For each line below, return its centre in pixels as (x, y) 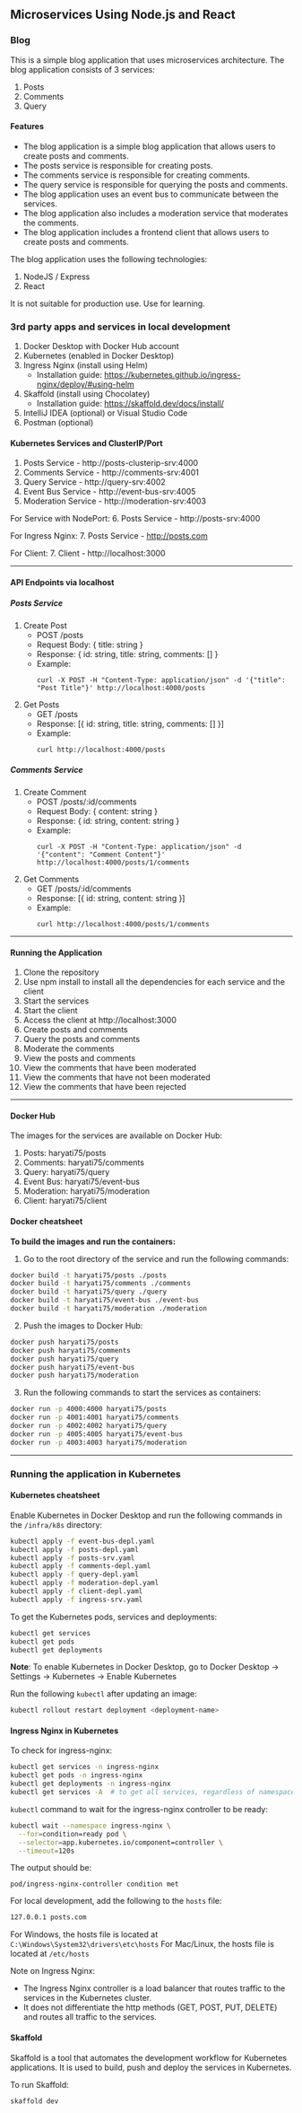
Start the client (51, 1011)
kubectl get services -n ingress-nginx (85, 1767)
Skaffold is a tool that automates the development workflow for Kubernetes (149, 2057)
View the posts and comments (79, 1058)
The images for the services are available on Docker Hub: (116, 1135)
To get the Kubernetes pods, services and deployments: (114, 1617)
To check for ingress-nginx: (61, 1750)
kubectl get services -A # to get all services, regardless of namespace (153, 1793)
